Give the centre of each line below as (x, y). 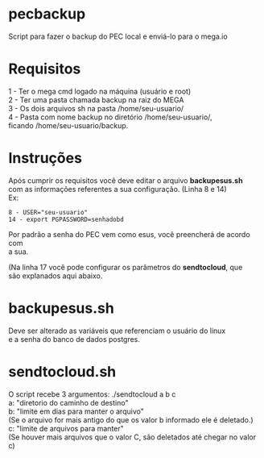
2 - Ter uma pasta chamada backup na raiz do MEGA (96, 100)
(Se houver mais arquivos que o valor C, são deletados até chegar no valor (132, 437)
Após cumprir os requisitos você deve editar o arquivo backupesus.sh (126, 180)
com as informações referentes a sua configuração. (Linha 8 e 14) (118, 189)
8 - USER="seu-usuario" (48, 212)
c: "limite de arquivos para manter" (66, 428)
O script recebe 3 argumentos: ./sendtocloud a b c (92, 394)
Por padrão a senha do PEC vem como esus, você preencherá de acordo (130, 234)
